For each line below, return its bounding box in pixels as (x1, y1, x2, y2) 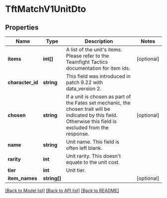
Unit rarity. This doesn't (66, 152, 121, 159)
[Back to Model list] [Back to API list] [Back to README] (5, 188, 119, 194)
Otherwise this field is (66, 118, 117, 125)
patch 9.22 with (66, 79, 103, 86)
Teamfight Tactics (66, 58, 108, 65)
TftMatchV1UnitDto (5, 3, 86, 15)
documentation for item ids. (66, 65, 130, 71)
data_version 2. (66, 85, 102, 92)
